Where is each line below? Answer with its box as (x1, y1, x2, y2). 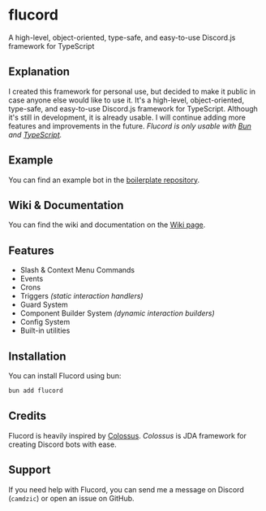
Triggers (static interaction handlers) (19, 291, 144, 301)
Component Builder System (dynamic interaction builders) (19, 308, 215, 318)
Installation (8, 349, 66, 363)
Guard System (19, 299, 69, 310)
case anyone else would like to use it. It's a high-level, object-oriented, (8, 95, 245, 105)
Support (8, 463, 51, 477)
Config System (19, 317, 71, 327)
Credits (8, 409, 47, 423)
